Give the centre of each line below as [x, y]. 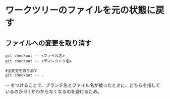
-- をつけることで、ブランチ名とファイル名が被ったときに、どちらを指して [83, 85]
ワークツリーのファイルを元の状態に [80, 10]
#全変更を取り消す [21, 71]
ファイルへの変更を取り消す [48, 43]
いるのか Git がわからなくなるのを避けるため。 [54, 91]
